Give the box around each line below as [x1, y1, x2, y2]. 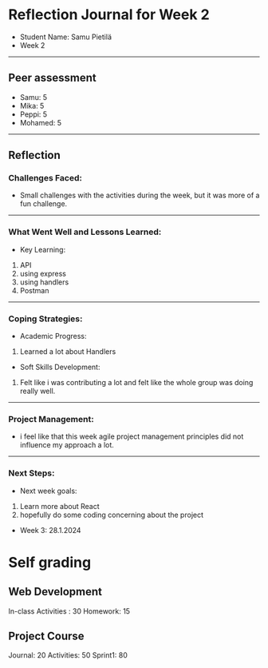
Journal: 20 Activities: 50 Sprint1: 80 [8, 650, 128, 660]
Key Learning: [19, 245, 66, 254]
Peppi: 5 [19, 109, 48, 119]
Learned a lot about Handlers [19, 347, 116, 356]
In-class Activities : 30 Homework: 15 [8, 606, 130, 616]
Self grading [8, 553, 92, 571]
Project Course [8, 630, 85, 643]
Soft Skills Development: [19, 362, 100, 372]
